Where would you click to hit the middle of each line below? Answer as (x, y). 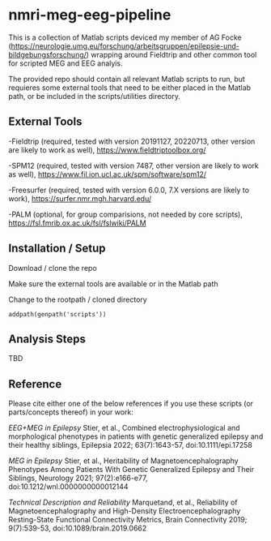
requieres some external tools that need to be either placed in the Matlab (130, 88)
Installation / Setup (57, 249)
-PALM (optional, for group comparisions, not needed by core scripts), (125, 214)
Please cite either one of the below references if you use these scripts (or (131, 404)
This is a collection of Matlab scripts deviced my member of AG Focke (125, 37)
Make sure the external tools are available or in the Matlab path (113, 283)
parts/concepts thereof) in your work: (71, 412)
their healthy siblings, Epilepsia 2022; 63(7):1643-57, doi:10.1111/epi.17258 (130, 445)
